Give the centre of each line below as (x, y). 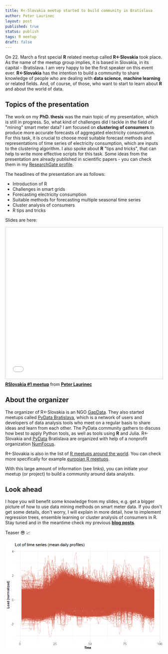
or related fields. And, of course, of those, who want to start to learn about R (84, 83)
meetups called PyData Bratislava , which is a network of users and (74, 417)
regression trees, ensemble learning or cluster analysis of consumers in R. (82, 518)
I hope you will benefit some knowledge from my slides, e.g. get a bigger (80, 502)
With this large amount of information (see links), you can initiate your (77, 468)
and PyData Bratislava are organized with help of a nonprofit (85, 438)
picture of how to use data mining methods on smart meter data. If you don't (84, 507)
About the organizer (37, 400)
